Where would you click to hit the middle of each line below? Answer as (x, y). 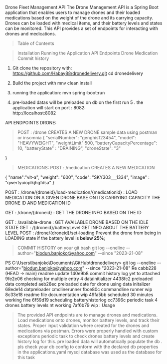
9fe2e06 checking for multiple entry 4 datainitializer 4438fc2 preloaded (79, 279)
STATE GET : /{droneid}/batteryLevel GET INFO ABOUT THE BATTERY (77, 227)
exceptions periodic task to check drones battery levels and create (86, 336)
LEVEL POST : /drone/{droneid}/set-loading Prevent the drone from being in (83, 233)
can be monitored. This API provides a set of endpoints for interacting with (82, 28)
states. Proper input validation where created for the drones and (83, 326)
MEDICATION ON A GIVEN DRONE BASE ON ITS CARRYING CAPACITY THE (83, 197)
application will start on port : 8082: (49, 108)
